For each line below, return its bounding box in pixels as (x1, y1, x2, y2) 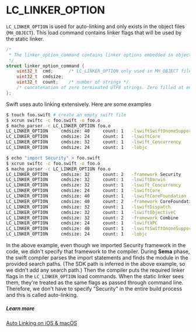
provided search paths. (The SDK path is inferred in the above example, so (6, 261, 185, 268)
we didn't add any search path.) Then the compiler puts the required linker (6, 267, 185, 274)
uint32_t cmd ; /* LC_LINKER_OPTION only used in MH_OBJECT (16, 68, 179, 74)
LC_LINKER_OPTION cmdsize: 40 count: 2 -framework (6, 198, 158, 205)
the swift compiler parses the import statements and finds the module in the (6, 254, 188, 261)
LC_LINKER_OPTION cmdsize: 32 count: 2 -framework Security (6, 171, 181, 177)
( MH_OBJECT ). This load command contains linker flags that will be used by (6, 29, 182, 36)
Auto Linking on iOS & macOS (6, 320, 78, 327)
